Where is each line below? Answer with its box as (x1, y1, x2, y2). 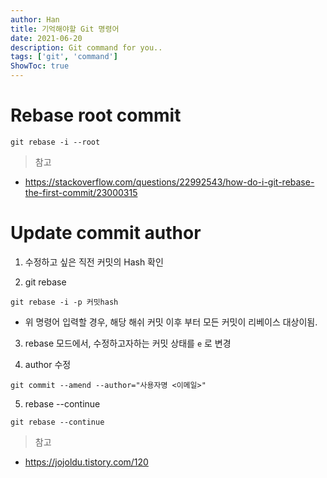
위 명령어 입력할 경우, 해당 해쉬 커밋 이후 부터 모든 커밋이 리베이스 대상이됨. (24, 316, 318, 328)
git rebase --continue (10, 417, 105, 427)
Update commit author (10, 222, 202, 245)
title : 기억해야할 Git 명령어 (10, 24, 120, 34)
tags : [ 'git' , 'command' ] (10, 52, 118, 62)
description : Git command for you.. (10, 42, 163, 53)
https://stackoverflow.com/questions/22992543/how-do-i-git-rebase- (24, 176, 315, 188)
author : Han (10, 14, 60, 25)
